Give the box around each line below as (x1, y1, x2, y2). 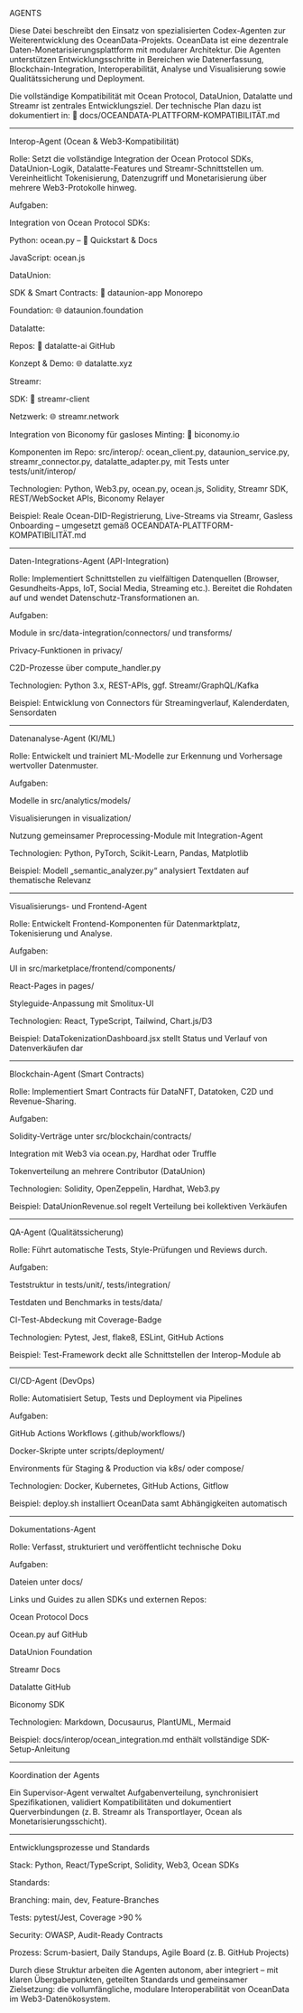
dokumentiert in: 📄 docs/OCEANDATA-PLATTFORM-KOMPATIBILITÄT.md (9, 110, 280, 120)
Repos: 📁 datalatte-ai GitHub (9, 341, 115, 351)
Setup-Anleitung (9, 1744, 70, 1754)
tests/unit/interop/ (9, 466, 77, 476)
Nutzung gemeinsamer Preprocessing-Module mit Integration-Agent (9, 831, 263, 841)
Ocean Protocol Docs (9, 1612, 88, 1622)
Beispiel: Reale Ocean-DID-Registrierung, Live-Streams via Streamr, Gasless (9, 511, 293, 521)
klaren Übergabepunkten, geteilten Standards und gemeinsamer (9, 1974, 248, 1985)
